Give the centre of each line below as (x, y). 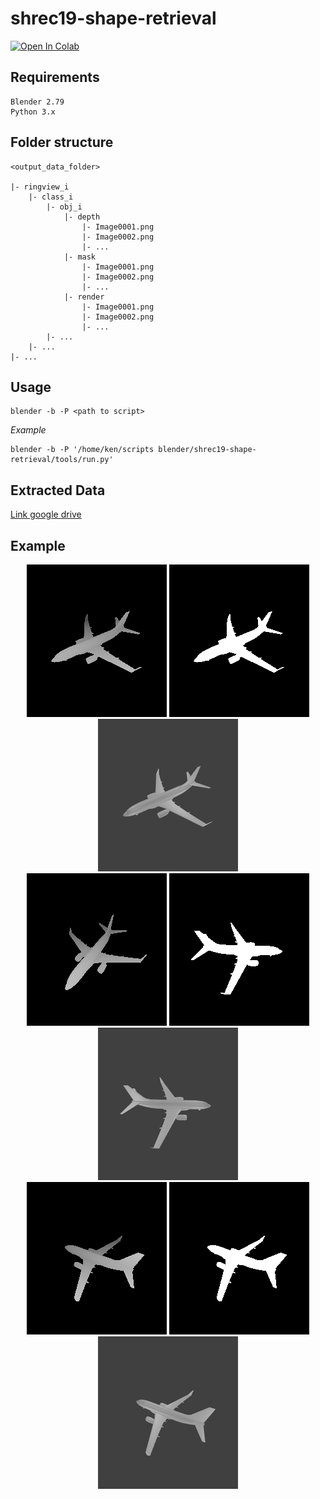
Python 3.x (33, 112)
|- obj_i (64, 207)
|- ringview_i (40, 187)
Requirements (55, 77)
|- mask (80, 257)
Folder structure (62, 142)
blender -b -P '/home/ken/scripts (82, 450)
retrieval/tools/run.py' (62, 460)
